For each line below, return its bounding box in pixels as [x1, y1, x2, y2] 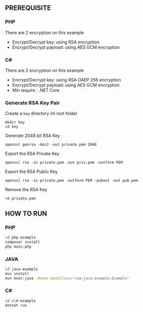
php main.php [5, 244, 32, 249]
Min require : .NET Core [12, 87, 60, 93]
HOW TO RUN [5, 209, 47, 217]
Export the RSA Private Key [5, 151, 60, 156]
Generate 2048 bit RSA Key [5, 133, 60, 138]
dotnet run [5, 303, 27, 308]
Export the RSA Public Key [5, 169, 58, 175]
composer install [5, 239, 40, 244]
